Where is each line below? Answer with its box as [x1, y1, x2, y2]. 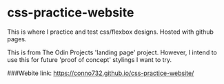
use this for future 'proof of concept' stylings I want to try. [7, 55, 172, 63]
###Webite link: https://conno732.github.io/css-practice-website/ [7, 69, 194, 77]
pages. [7, 34, 27, 43]
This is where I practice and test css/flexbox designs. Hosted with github [7, 28, 214, 36]
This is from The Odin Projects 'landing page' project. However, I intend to [7, 48, 217, 56]
